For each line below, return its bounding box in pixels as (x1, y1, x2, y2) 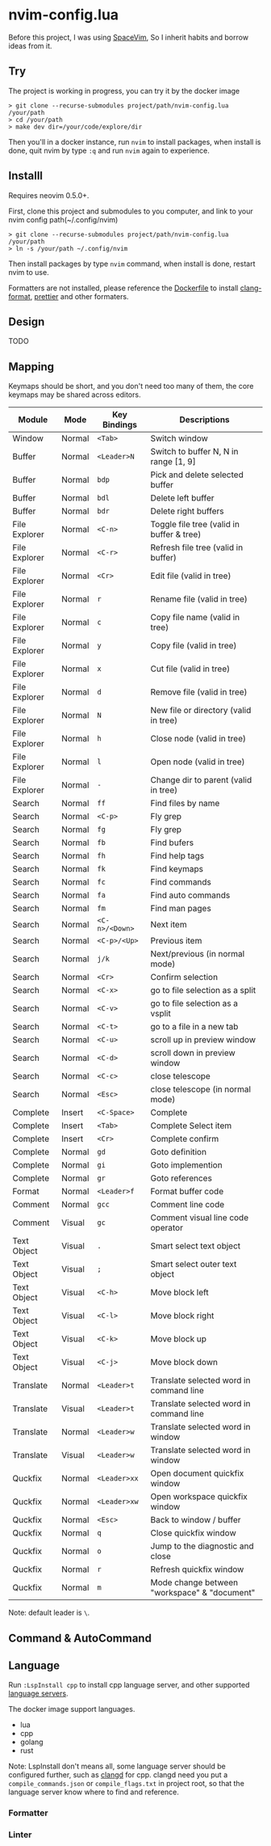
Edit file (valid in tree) (150, 570, 231, 581)
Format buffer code (150, 1186, 224, 1198)
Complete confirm (150, 1134, 219, 1145)
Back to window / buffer (150, 1514, 241, 1526)
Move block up (150, 1333, 207, 1345)
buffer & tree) (150, 529, 202, 540)
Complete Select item (150, 1120, 232, 1131)
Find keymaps (150, 864, 204, 875)
